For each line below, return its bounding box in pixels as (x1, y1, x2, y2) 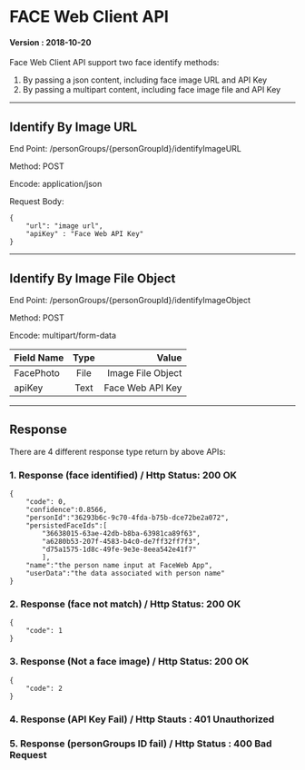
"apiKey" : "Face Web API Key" (25, 230, 144, 239)
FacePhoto (14, 367, 61, 380)
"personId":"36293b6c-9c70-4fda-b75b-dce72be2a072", (25, 513, 230, 523)
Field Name (14, 351, 64, 364)
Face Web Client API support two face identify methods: (9, 57, 220, 68)
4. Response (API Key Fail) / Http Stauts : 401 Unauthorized (9, 713, 275, 726)
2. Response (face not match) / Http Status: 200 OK (9, 597, 241, 610)
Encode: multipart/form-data (9, 330, 116, 341)
